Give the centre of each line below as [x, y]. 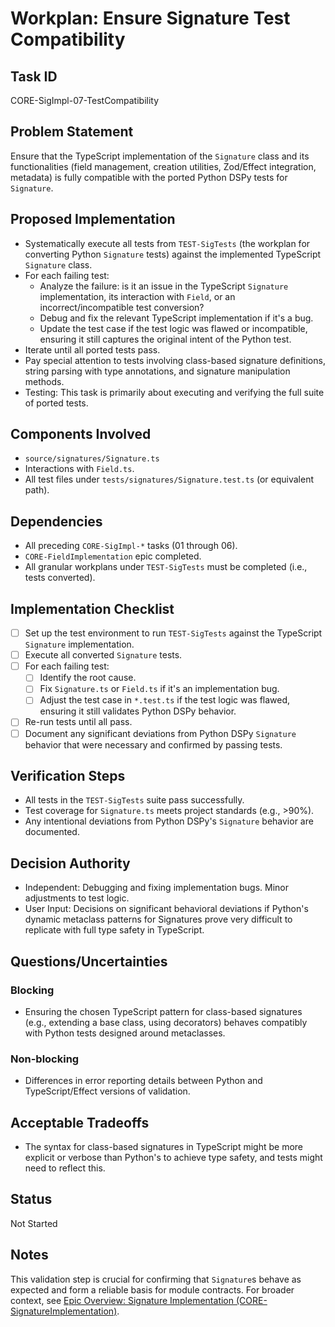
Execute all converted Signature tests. [103, 655]
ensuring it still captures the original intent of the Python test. [165, 339]
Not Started [34, 1223]
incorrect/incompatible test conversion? [122, 307]
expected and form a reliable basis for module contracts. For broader [152, 1289]
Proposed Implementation [93, 219]
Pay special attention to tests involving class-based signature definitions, [175, 360]
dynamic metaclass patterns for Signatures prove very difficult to [158, 919]
